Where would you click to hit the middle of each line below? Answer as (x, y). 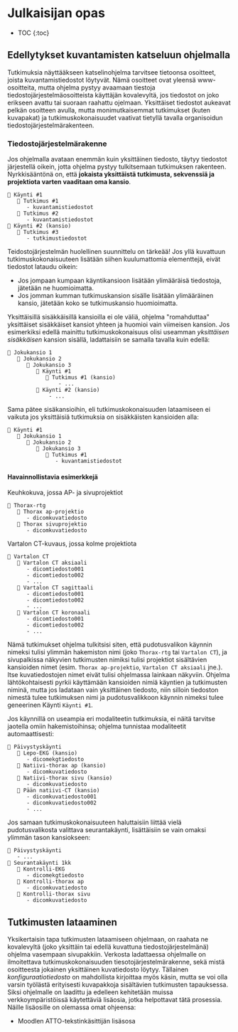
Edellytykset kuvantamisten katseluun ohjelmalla (119, 55)
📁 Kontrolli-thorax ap (50, 882)
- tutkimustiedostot (56, 239)
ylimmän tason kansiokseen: (49, 838)
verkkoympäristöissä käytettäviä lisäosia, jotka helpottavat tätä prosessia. (115, 1000)
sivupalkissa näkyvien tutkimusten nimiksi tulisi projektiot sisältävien (107, 660)
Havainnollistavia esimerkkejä (53, 477)
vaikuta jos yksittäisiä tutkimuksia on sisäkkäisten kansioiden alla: (103, 417)
